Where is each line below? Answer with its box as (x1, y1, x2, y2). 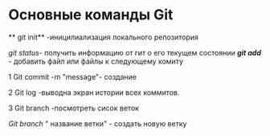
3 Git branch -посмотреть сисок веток (8, 103, 139, 113)
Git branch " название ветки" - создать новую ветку (8, 118, 187, 128)
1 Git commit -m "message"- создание (8, 72, 137, 81)
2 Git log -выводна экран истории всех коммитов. (8, 87, 180, 97)
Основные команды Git (8, 6, 174, 24)
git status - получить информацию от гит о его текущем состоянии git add (8, 47, 261, 57)
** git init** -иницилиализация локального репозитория (8, 32, 199, 42)
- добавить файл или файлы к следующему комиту (8, 56, 183, 66)
